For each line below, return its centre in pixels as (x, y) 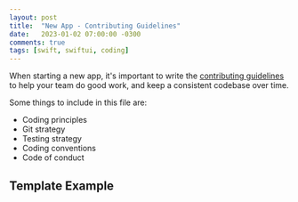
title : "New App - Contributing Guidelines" (95, 26)
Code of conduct (53, 158)
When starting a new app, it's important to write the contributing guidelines (147, 76)
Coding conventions (59, 149)
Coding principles (54, 120)
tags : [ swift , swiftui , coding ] (69, 51)
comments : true (37, 42)
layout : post (33, 17)
